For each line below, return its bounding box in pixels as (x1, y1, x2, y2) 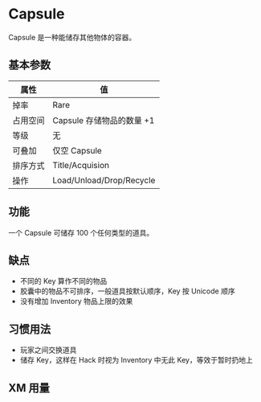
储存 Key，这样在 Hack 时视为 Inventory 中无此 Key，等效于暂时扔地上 (19, 355, 253, 365)
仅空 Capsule (52, 145, 102, 156)
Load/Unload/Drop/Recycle (52, 174, 156, 186)
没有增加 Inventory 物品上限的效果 (19, 297, 133, 306)
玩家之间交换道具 (19, 345, 77, 355)
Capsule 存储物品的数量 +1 (52, 114, 155, 125)
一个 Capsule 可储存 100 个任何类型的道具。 (8, 228, 154, 237)
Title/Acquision (52, 159, 110, 170)
